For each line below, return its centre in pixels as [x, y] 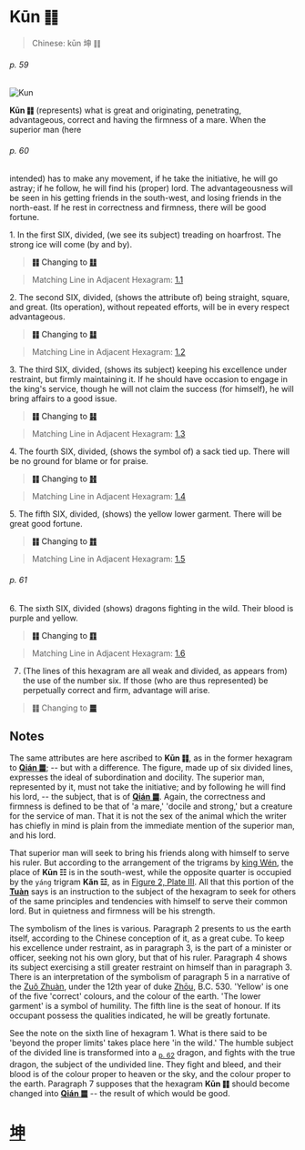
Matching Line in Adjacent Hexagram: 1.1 [107, 280]
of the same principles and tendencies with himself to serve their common [149, 902]
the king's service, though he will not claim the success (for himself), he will [152, 389]
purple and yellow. [44, 618]
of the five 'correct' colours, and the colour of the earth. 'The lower [135, 996]
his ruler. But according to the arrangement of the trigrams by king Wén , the [152, 862]
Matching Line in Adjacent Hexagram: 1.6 [108, 653]
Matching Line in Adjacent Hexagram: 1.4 [109, 497]
